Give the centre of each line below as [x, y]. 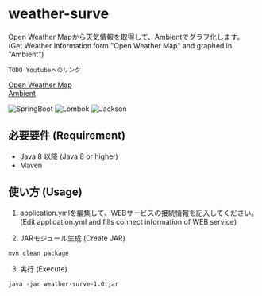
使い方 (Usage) [45, 192]
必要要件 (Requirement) [67, 136]
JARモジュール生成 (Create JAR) [72, 238]
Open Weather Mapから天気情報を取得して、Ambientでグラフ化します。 [126, 37]
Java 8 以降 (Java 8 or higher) [69, 156]
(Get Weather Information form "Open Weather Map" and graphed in [120, 45]
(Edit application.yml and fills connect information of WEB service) [128, 221]
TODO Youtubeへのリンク [44, 70]
